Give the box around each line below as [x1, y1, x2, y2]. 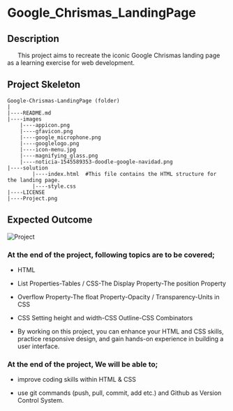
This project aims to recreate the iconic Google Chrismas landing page [17, 51, 220, 59]
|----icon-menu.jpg [20, 146, 77, 153]
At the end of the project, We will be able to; [7, 359, 158, 369]
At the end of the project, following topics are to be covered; [7, 250, 215, 260]
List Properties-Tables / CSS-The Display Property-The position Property [17, 279, 227, 287]
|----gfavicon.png [20, 128, 73, 135]
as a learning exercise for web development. [7, 59, 135, 67]
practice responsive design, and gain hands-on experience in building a [17, 334, 224, 343]
